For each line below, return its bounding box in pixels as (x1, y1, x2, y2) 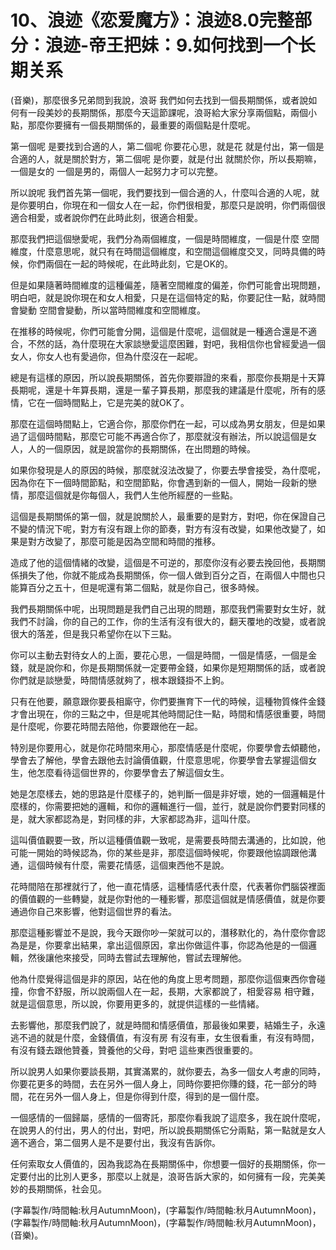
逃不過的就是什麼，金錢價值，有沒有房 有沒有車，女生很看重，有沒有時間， (10, 1031, 320, 1043)
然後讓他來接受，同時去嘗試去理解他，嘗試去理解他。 (27, 951, 247, 963)
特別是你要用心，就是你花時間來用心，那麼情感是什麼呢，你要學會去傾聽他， (10, 741, 326, 753)
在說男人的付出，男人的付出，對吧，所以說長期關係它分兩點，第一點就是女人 (10, 1124, 326, 1136)
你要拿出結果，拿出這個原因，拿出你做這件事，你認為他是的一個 (44, 939, 308, 951)
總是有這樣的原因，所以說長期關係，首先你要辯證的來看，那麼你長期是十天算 (10, 371, 326, 383)
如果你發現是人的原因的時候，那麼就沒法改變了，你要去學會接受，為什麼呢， (10, 464, 326, 476)
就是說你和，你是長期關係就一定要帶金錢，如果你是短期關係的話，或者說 (27, 661, 326, 673)
